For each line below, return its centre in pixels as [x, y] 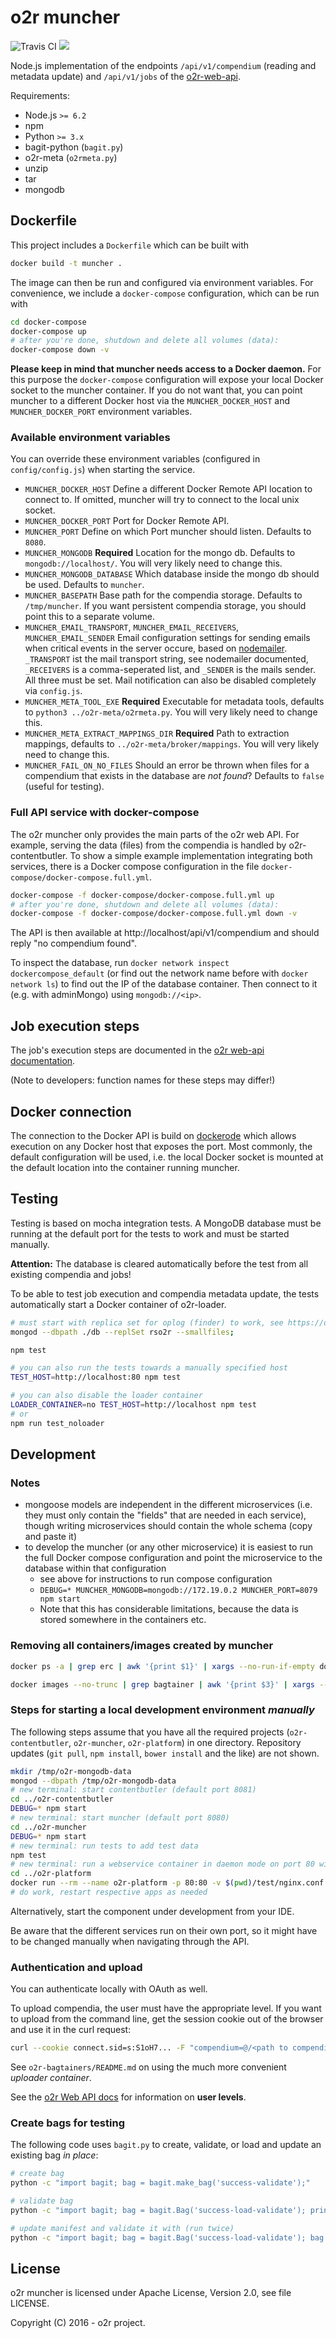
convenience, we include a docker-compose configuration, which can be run [165, 293]
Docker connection [71, 1111]
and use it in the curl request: [71, 2030]
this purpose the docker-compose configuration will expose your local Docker [167, 380]
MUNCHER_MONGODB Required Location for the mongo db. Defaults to [160, 553]
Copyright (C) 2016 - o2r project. [78, 2323]
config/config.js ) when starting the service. [103, 470]
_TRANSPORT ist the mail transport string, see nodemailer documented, [166, 659]
